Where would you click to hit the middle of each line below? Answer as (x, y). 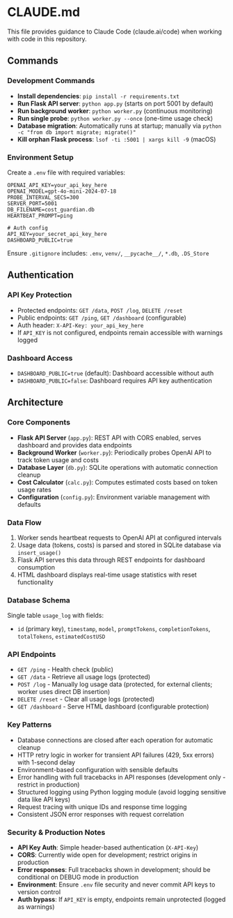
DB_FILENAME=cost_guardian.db (51, 209)
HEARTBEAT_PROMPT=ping (40, 216)
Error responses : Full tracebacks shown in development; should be (114, 870)
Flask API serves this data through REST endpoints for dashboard (111, 560)
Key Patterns (30, 725)
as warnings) (36, 907)
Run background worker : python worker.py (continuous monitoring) (115, 111)
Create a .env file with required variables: (66, 172)
